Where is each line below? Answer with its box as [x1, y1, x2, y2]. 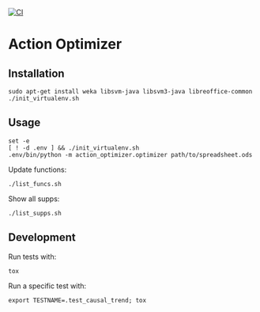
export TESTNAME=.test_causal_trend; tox [8, 296, 147, 304]
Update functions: [8, 165, 67, 174]
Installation [8, 67, 65, 80]
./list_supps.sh [8, 209, 62, 217]
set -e [8, 137, 30, 145]
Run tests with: [8, 252, 57, 261]
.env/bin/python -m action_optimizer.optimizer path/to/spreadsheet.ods [8, 150, 253, 158]
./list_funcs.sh [8, 180, 62, 188]
